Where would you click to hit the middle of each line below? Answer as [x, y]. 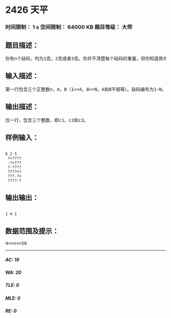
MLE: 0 [13, 298]
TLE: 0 [12, 285]
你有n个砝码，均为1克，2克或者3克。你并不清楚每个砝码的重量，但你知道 [82, 58]
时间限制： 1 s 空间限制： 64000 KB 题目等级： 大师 [69, 27]
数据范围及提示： [32, 231]
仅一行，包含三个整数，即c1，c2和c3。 [47, 120]
